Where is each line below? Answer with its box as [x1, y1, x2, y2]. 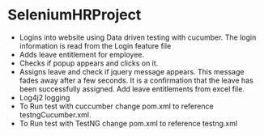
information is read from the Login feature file [19, 40, 172, 50]
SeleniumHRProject [7, 6, 142, 24]
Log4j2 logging [19, 92, 70, 102]
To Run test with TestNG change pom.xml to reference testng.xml [19, 118, 238, 128]
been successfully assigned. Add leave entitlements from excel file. [19, 83, 245, 94]
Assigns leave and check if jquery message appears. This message [19, 66, 245, 76]
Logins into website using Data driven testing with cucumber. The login [19, 32, 257, 42]
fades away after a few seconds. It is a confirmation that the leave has [19, 75, 254, 85]
